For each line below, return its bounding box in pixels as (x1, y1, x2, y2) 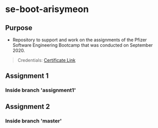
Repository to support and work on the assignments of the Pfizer (12, 37, 147, 43)
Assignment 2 (5, 102, 50, 111)
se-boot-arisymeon (5, 4, 89, 15)
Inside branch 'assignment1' (5, 87, 76, 94)
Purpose (5, 24, 33, 32)
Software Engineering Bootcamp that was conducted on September (12, 42, 153, 48)
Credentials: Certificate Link (17, 57, 76, 63)
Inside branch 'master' (5, 117, 62, 124)
